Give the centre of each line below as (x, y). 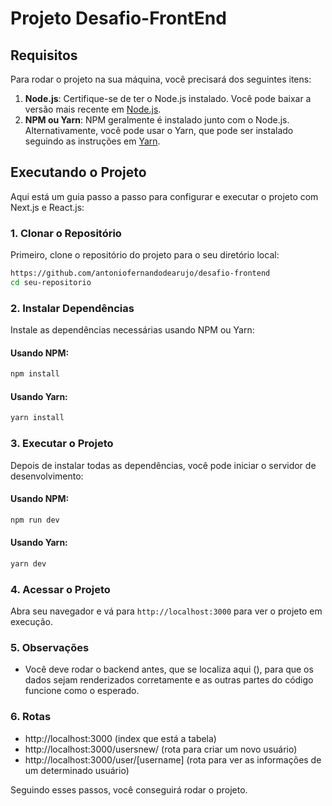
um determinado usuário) (77, 770)
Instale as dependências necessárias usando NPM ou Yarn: (132, 330)
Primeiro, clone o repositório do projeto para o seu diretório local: (145, 255)
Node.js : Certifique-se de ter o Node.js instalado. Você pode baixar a (168, 98)
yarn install (37, 418)
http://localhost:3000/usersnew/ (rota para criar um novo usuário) (161, 749)
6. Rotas (31, 717)
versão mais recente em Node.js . (93, 109)
